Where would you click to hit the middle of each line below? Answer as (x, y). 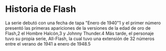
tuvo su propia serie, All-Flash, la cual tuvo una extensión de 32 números (80, 39)
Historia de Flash (41, 9)
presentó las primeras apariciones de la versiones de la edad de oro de (78, 28)
